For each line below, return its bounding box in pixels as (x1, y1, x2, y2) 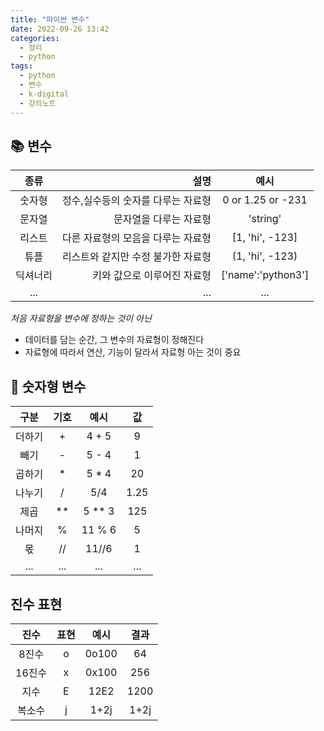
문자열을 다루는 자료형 (113, 212, 212, 226)
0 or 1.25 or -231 (222, 193, 308, 207)
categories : (10, 33, 60, 43)
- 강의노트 (19, 98, 57, 108)
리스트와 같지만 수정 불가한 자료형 (61, 250, 212, 264)
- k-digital (19, 89, 70, 99)
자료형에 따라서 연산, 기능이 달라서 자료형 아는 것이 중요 (24, 346, 242, 358)
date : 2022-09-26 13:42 (10, 24, 110, 34)
